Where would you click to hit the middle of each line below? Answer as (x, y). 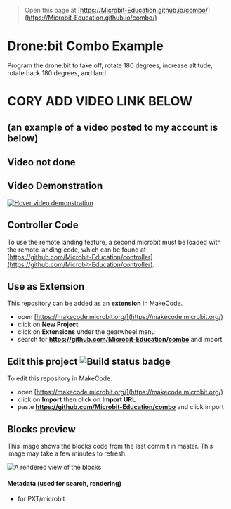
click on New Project (48, 324)
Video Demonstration (55, 186)
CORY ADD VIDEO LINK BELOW (100, 102)
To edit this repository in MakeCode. (60, 378)
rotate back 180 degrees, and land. (58, 72)
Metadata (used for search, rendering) (64, 483)
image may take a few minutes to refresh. (67, 453)
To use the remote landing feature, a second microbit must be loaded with (114, 242)
